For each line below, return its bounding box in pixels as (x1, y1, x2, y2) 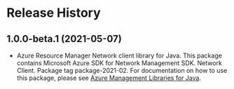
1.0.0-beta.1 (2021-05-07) (6, 33, 122, 45)
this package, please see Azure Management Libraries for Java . (16, 74, 201, 82)
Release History (6, 5, 101, 21)
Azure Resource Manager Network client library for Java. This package (16, 51, 222, 60)
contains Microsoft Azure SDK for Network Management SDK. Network (16, 59, 222, 67)
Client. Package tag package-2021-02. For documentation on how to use (16, 67, 228, 74)
